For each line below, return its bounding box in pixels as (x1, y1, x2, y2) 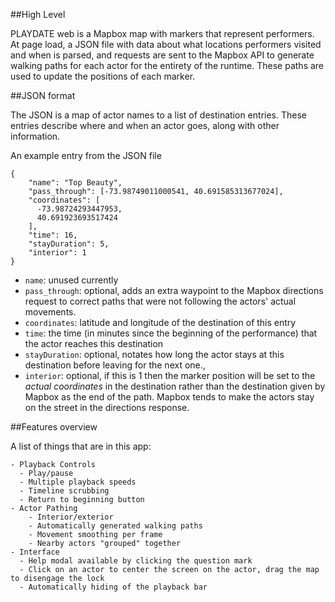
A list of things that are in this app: (10, 440, 152, 452)
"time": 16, (28, 230, 78, 240)
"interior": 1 (28, 248, 87, 258)
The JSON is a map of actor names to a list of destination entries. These (10, 109, 307, 121)
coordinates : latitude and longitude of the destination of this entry (24, 317, 297, 328)
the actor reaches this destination (24, 338, 164, 349)
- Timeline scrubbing (19, 486, 110, 496)
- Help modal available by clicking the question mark (19, 556, 253, 566)
